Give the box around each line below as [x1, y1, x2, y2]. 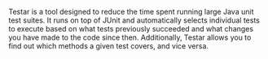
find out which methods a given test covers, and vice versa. [8, 41, 209, 51]
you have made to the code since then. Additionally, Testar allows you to [8, 32, 252, 42]
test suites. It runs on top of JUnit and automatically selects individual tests [8, 15, 261, 25]
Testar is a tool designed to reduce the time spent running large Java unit [8, 7, 254, 16]
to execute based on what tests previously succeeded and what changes [8, 24, 254, 33]
